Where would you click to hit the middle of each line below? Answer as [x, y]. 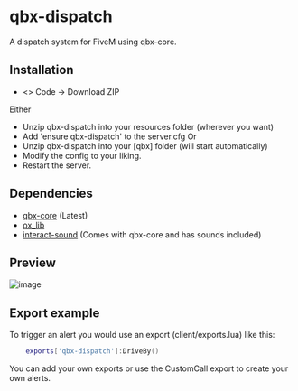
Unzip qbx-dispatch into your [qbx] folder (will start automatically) [145, 145]
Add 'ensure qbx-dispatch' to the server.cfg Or [109, 136]
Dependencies [51, 194]
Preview [33, 262]
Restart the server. [57, 165]
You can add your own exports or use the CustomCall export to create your [149, 368]
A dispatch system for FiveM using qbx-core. [93, 42]
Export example [55, 313]
